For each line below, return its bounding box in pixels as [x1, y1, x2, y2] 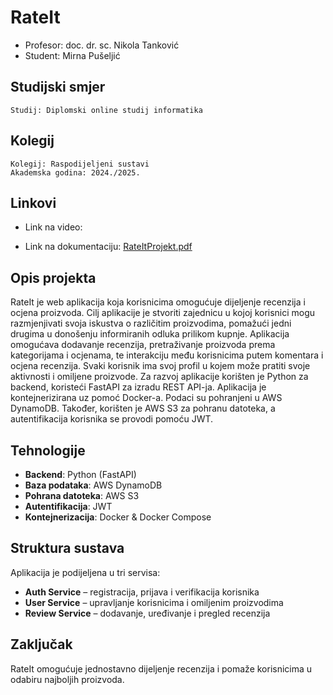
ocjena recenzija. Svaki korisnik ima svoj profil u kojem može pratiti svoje [10, 360, 311, 372]
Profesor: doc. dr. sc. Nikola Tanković [24, 39, 180, 51]
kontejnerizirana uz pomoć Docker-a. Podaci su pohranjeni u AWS [10, 392, 283, 404]
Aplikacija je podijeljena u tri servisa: [10, 566, 161, 578]
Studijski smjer [10, 79, 106, 96]
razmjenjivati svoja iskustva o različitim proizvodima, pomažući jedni [10, 317, 292, 330]
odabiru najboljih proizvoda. [10, 673, 125, 685]
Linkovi [10, 194, 57, 211]
